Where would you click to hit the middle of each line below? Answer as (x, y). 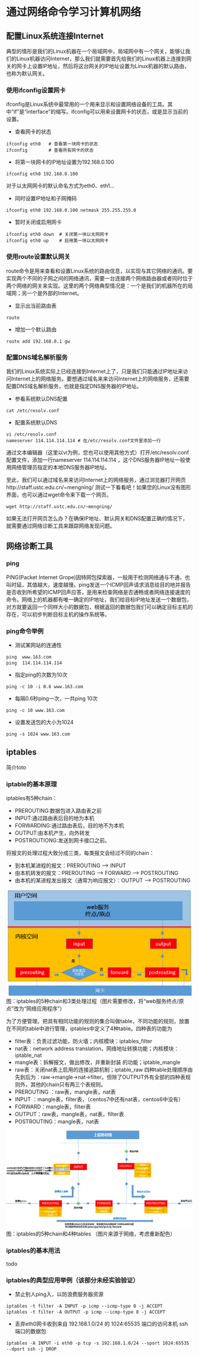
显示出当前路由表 (36, 305)
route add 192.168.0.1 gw (38, 341)
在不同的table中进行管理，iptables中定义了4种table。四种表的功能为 (89, 1028)
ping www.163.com (29, 657)
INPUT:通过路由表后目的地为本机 (54, 818)
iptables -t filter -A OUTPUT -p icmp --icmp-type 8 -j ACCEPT (86, 1312)
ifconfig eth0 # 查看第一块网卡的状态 (52, 144)
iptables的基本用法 (33, 1250)
